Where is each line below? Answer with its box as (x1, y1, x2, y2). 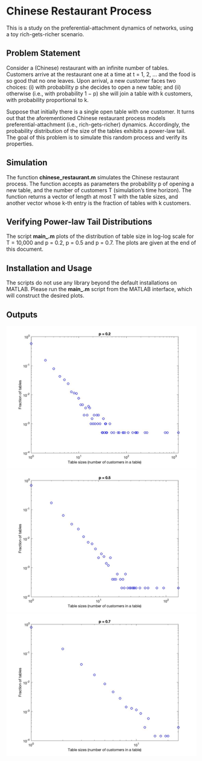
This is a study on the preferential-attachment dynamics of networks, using (6, 24, 194, 31)
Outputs (6, 309, 38, 319)
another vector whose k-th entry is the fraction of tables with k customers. (6, 199, 191, 207)
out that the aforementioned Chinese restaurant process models (6, 114, 166, 121)
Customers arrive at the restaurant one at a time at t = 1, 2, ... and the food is (6, 71, 196, 78)
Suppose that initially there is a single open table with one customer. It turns (6, 108, 195, 115)
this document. (6, 246, 44, 253)
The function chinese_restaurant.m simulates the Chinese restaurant (6, 173, 179, 181)
